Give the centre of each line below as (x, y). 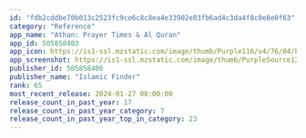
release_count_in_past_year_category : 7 (87, 111)
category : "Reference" (52, 26)
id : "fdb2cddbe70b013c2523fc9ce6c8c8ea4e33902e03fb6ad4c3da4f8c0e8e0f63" (153, 18)
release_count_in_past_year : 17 (71, 102)
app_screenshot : (40, 60)
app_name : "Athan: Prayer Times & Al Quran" (95, 34)
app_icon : (28, 52)
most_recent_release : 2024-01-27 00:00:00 (91, 94)
